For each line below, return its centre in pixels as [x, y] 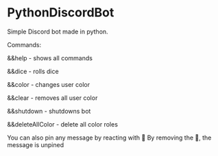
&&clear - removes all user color [52, 98]
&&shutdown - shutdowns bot [49, 111]
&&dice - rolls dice [33, 71]
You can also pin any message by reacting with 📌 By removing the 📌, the [109, 138]
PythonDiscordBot [61, 13]
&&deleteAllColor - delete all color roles [63, 124]
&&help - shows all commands [50, 58]
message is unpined [35, 144]
